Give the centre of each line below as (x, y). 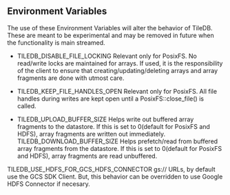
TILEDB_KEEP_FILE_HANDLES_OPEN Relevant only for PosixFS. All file (117, 91)
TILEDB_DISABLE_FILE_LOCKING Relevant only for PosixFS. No (107, 56)
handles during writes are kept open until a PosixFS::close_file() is (111, 99)
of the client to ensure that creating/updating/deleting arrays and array (117, 70)
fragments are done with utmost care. (71, 78)
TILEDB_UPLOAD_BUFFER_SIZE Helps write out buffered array (105, 119)
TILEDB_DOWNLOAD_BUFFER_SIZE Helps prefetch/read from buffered (117, 141)
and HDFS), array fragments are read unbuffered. (87, 156)
